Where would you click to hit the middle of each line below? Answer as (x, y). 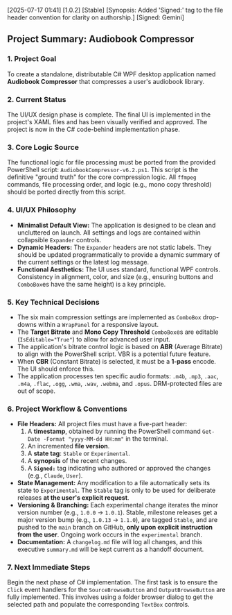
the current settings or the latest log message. (83, 262)
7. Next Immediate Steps (49, 567)
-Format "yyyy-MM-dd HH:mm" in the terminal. (106, 439)
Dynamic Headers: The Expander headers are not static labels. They (114, 247)
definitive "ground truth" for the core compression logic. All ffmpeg (102, 177)
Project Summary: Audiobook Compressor (101, 39)
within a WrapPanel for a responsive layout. (98, 324)
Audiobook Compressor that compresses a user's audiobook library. (106, 81)
